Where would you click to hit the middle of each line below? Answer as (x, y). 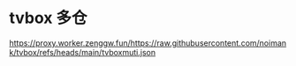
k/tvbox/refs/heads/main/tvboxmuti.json (83, 52)
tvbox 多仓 (48, 18)
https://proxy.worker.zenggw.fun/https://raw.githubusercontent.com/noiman (148, 43)
